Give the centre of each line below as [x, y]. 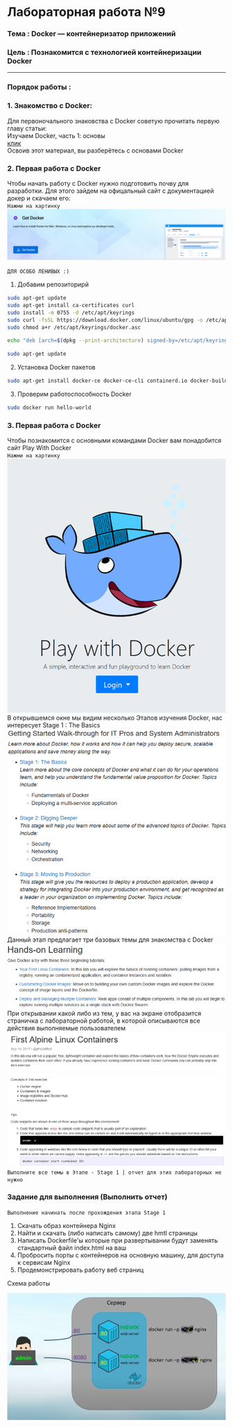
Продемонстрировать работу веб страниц [80, 1270]
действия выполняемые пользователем [67, 1028]
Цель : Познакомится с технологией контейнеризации [104, 53]
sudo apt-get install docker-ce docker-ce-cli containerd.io [97, 381]
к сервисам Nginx [44, 1262]
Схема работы [29, 1283]
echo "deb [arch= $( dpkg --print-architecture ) [76, 340]
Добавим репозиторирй [53, 284]
